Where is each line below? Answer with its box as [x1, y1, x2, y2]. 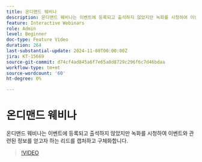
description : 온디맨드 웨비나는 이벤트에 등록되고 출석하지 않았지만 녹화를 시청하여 [6, 14, 188, 20]
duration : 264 [6, 43, 42, 49]
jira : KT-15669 [6, 53, 44, 59]
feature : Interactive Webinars [6, 20, 85, 26]
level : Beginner [6, 31, 47, 37]
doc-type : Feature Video [6, 37, 69, 43]
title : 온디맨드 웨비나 [6, 8, 57, 15]
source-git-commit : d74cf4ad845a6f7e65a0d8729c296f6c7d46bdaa [6, 59, 165, 65]
